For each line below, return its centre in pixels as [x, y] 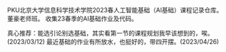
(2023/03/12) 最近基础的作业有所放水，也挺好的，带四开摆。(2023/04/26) [113, 42]
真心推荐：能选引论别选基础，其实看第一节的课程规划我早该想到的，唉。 [110, 33]
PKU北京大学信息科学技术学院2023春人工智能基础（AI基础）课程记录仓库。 [115, 10]
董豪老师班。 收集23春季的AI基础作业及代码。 [72, 18]
